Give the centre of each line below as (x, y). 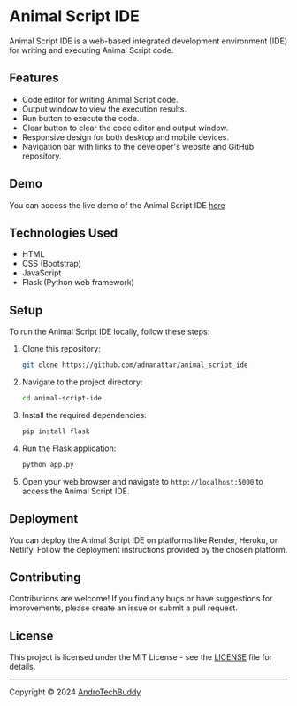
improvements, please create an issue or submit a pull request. (124, 608)
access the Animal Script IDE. (76, 491)
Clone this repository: (61, 349)
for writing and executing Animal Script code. (91, 50)
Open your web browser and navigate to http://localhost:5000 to (142, 481)
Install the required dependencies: (84, 415)
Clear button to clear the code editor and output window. (125, 128)
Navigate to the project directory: (82, 382)
